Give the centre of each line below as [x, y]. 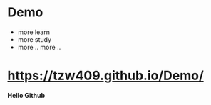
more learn [34, 32]
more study [35, 39]
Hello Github [26, 95]
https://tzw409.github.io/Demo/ [106, 76]
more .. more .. [39, 47]
